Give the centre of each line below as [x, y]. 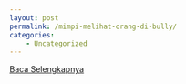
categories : [32, 35]
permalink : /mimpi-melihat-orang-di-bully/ [93, 26]
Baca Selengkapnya [47, 69]
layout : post [34, 18]
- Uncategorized [57, 43]
